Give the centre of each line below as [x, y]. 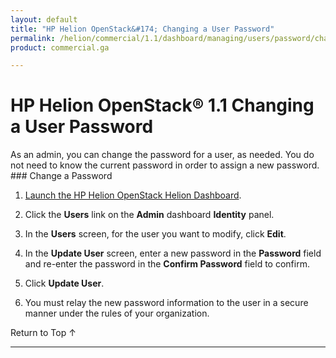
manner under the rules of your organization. [117, 313]
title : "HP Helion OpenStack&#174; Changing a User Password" [142, 29]
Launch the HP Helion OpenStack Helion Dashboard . [133, 195]
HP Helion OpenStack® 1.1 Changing [162, 105]
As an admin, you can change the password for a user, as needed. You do [162, 155]
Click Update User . [64, 283]
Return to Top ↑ [43, 333]
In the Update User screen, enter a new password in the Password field [173, 253]
